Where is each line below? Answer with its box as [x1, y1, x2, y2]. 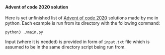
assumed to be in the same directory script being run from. [5, 44, 126, 50]
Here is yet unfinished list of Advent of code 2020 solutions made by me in [5, 15, 159, 21]
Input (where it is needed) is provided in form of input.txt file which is [5, 39, 150, 45]
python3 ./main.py [5, 30, 43, 35]
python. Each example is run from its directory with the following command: [5, 20, 160, 26]
